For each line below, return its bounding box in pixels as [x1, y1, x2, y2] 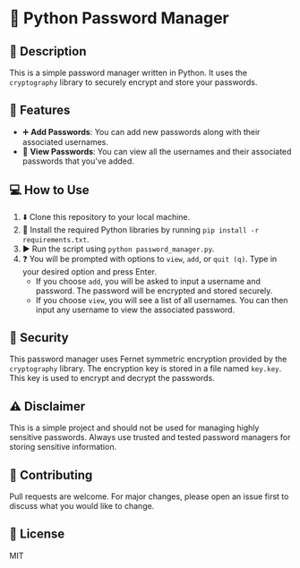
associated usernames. [21, 136, 109, 147]
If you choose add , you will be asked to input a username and [35, 276, 261, 286]
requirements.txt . [21, 233, 90, 244]
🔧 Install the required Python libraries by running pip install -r [21, 224, 260, 235]
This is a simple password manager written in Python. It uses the [9, 67, 248, 78]
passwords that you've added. [21, 156, 134, 166]
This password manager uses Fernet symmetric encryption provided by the [9, 353, 287, 365]
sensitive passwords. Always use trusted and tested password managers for [9, 432, 291, 443]
